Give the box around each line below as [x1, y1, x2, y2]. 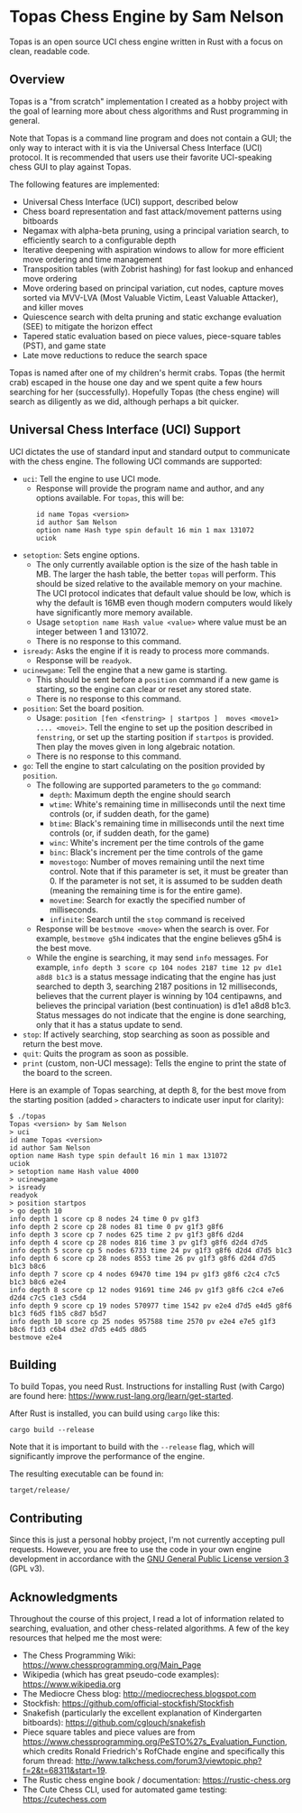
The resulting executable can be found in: [9, 1468, 164, 1479]
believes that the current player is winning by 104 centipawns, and [35, 990, 282, 1001]
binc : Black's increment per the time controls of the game [49, 846, 263, 857]
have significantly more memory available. [35, 606, 194, 617]
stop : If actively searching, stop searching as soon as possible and [22, 1029, 270, 1040]
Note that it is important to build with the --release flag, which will [9, 1441, 255, 1452]
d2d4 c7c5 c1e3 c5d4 [9, 1293, 87, 1302]
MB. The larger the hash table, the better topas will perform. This [35, 569, 277, 579]
